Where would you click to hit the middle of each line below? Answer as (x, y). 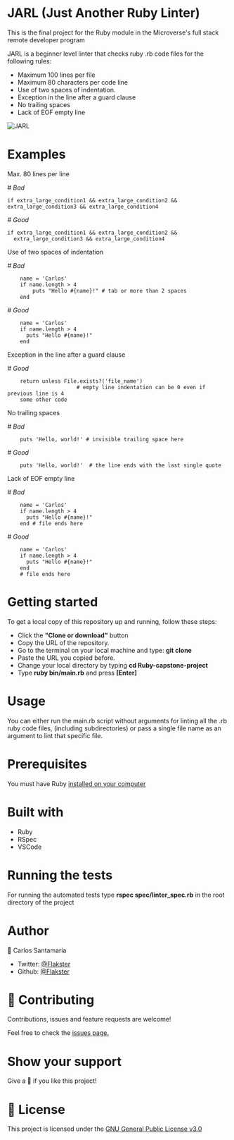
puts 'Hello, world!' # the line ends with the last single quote (121, 465)
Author (28, 930)
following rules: (30, 61)
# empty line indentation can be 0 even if (141, 387)
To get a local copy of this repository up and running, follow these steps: (112, 621)
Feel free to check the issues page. (58, 1033)
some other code (44, 400)
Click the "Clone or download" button (73, 635)
